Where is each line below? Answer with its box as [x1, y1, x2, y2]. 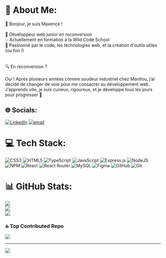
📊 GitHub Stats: [5, 181, 73, 192]
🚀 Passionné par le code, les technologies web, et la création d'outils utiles [5, 42, 157, 48]
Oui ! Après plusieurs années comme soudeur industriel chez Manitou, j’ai [5, 76, 155, 82]
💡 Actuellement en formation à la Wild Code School [5, 37, 110, 43]
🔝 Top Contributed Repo [5, 222, 64, 229]
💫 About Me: [5, 4, 57, 16]
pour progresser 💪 [5, 92, 42, 98]
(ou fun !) [5, 47, 24, 53]
